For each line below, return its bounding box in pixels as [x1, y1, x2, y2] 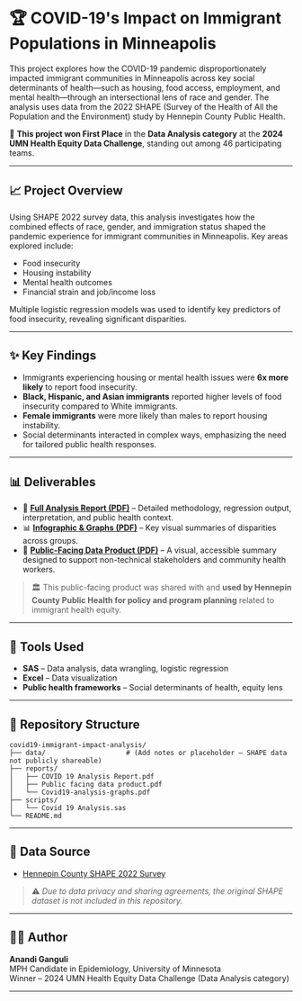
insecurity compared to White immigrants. [22, 401, 178, 411]
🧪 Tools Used [9, 639, 84, 654]
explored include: [9, 240, 74, 251]
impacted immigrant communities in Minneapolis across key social [9, 72, 255, 83]
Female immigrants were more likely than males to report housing [22, 410, 268, 420]
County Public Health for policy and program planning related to [31, 595, 275, 606]
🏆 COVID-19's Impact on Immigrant [9, 8, 282, 29]
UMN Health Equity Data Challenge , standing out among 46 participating [9, 138, 282, 149]
